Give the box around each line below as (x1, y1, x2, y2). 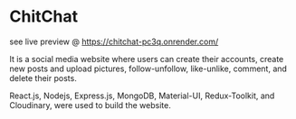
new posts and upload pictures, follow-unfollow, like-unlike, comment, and (9, 63, 288, 74)
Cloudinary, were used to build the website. (9, 99, 172, 110)
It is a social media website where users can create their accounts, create (9, 53, 284, 64)
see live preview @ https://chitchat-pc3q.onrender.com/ (9, 36, 219, 47)
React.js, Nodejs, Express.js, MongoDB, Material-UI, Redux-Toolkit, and (9, 90, 275, 101)
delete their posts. (9, 72, 77, 83)
